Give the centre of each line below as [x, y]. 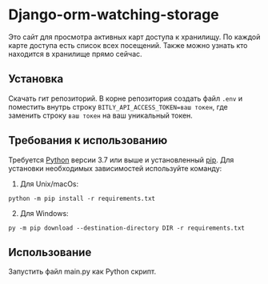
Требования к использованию [88, 140]
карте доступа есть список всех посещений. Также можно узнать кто [128, 45]
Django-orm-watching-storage [114, 15]
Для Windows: [44, 213]
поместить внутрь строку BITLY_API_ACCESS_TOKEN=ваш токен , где [118, 106]
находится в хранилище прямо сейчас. [75, 54]
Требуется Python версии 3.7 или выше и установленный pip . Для [121, 160]
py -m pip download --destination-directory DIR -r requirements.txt [127, 228]
